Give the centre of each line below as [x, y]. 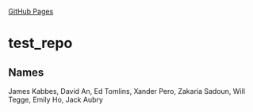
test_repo [40, 43]
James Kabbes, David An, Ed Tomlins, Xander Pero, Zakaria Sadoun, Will [127, 91]
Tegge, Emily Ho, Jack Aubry [56, 99]
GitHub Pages [31, 11]
